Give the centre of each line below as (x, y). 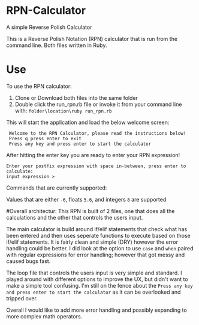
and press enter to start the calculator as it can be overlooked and (94, 292)
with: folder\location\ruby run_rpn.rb (63, 110)
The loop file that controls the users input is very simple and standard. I (94, 273)
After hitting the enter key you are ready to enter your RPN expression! (93, 155)
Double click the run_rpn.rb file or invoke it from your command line (98, 104)
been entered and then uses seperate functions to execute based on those (98, 235)
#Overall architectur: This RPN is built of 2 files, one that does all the (91, 211)
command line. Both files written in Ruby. (57, 45)
